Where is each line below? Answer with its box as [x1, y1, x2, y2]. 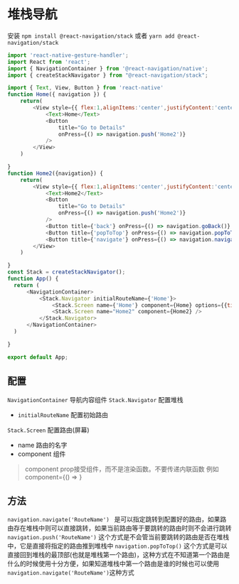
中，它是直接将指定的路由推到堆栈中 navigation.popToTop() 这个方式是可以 [7, 541, 228, 551]
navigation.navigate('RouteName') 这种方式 [7, 568, 135, 577]
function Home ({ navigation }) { [7, 91, 107, 98]
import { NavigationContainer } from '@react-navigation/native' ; [7, 65, 208, 72]
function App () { [7, 275, 59, 283]
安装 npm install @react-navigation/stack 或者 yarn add [7, 31, 175, 40]
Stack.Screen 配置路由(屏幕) [7, 426, 90, 434]
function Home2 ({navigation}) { [7, 170, 103, 177]
